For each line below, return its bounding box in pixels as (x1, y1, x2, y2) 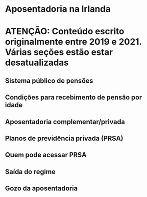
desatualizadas (5, 57, 69, 68)
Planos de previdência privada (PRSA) (5, 134, 123, 143)
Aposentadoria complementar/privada (5, 118, 125, 126)
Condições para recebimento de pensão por (5, 93, 142, 101)
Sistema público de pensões (5, 76, 94, 85)
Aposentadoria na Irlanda (5, 3, 111, 15)
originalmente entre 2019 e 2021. (5, 36, 142, 48)
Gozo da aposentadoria (5, 184, 78, 193)
